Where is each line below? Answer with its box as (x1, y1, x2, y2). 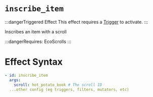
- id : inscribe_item (5, 73, 48, 78)
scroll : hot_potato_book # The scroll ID (14, 82, 102, 87)
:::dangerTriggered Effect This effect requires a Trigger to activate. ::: (5, 19, 148, 25)
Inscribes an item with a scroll (5, 28, 67, 34)
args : (9, 77, 21, 82)
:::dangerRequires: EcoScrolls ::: (5, 38, 72, 44)
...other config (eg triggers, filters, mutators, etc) (9, 87, 129, 92)
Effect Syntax (5, 56, 63, 68)
